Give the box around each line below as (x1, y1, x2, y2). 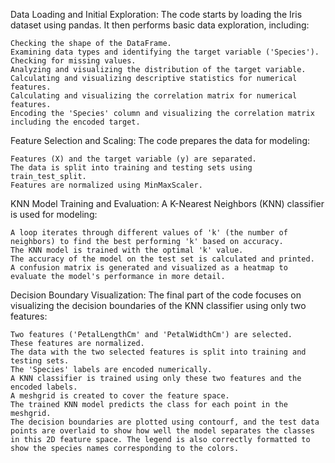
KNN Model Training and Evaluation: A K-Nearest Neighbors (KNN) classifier (10, 198, 325, 209)
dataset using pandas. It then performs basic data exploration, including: (10, 19, 310, 31)
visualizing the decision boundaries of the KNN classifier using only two (10, 300, 307, 311)
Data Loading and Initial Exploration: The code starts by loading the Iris (10, 9, 303, 20)
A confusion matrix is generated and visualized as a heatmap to (10, 263, 288, 273)
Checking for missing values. (10, 56, 137, 66)
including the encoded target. (10, 117, 141, 127)
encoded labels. (10, 382, 78, 392)
